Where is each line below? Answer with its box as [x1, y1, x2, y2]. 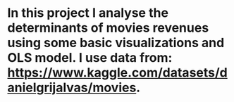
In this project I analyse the [7, 5, 169, 21]
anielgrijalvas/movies [7, 79, 137, 96]
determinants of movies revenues [7, 20, 209, 36]
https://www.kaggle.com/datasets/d [7, 65, 228, 81]
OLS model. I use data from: [7, 50, 173, 66]
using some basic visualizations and [7, 35, 225, 51]
